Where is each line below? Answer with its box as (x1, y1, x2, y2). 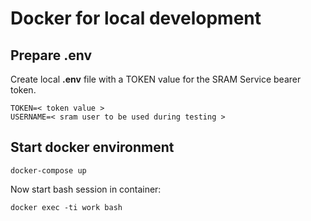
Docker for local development (10, 7, 262, 30)
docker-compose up (10, 165, 87, 176)
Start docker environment (10, 139, 175, 156)
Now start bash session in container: (10, 183, 162, 195)
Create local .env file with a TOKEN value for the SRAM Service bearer (10, 73, 302, 85)
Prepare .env (10, 47, 93, 64)
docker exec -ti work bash (10, 202, 123, 212)
